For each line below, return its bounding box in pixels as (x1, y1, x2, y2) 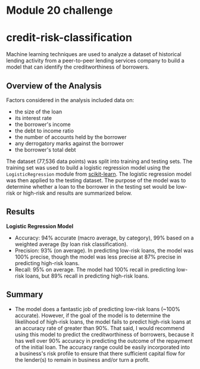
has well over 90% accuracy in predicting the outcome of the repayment (14, 337, 193, 344)
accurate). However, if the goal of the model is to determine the (14, 312, 171, 319)
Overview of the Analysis (6, 81, 102, 91)
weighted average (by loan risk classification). (14, 240, 128, 248)
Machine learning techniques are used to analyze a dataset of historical (6, 51, 182, 58)
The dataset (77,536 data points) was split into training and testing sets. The (6, 158, 192, 165)
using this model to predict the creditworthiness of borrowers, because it (14, 331, 194, 338)
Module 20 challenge (6, 4, 113, 17)
